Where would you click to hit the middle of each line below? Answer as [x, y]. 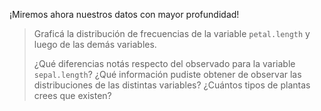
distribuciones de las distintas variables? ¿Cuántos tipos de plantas [172, 85]
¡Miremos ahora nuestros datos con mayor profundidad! [124, 14]
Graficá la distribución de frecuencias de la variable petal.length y [172, 33]
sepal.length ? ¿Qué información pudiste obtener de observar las [167, 74]
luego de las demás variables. [95, 44]
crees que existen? [72, 95]
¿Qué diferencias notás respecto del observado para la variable [164, 63]
